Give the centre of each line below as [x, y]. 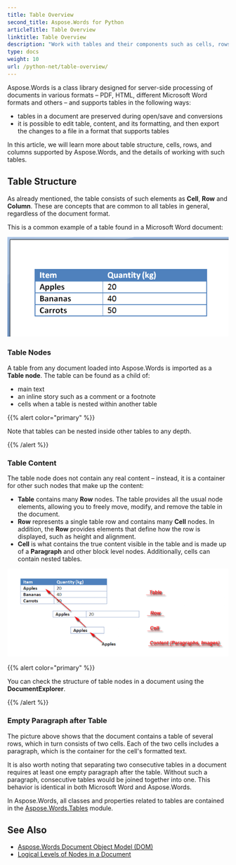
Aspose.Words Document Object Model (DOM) [85, 847]
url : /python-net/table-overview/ [58, 67]
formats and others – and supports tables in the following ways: [99, 103]
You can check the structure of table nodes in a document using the [106, 682]
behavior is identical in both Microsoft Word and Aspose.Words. [99, 787]
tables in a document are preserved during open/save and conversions [120, 116]
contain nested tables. [50, 559]
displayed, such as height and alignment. [77, 536]
